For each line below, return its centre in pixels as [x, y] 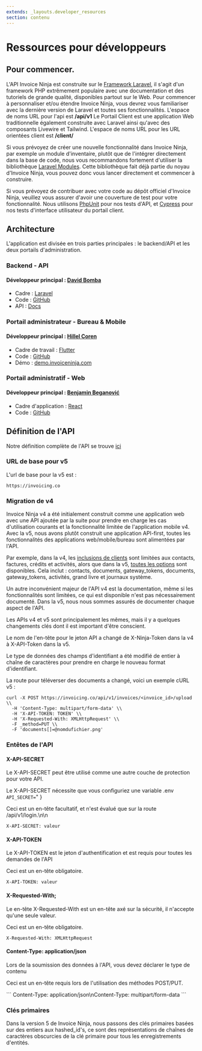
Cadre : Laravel [34, 293]
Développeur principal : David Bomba [54, 280]
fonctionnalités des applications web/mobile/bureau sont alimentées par [96, 540]
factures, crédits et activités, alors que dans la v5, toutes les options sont [97, 564]
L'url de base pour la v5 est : [41, 474]
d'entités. [18, 1043]
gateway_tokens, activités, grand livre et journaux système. [79, 577]
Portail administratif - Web [46, 378]
